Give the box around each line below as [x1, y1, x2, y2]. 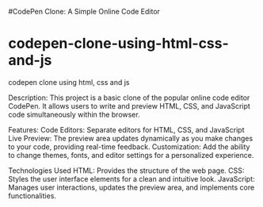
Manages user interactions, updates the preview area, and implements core [8, 182, 255, 192]
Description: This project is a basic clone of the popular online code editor [8, 93, 250, 102]
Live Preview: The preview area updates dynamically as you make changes [8, 133, 253, 143]
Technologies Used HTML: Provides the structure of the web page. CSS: [8, 166, 245, 175]
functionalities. [8, 190, 57, 201]
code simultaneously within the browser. [8, 109, 140, 119]
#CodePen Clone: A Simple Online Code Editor [8, 7, 161, 16]
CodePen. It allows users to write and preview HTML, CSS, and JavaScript [8, 101, 251, 110]
